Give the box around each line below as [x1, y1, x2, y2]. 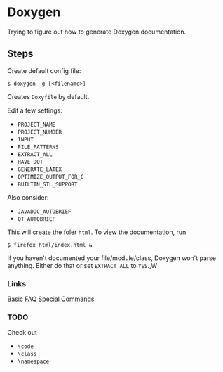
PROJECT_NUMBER [17, 128, 62, 136]
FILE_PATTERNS [17, 143, 59, 150]
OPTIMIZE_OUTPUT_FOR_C [17, 173, 84, 180]
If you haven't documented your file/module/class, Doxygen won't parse [7, 254, 216, 262]
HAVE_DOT [17, 158, 43, 165]
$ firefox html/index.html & [7, 241, 93, 248]
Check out [7, 328, 37, 337]
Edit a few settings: [7, 106, 63, 115]
